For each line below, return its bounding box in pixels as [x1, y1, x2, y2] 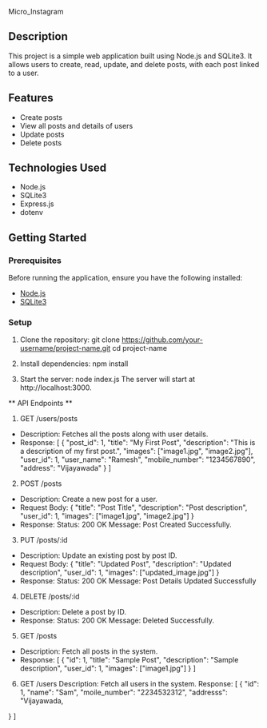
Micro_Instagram [8, 7, 64, 16]
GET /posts [19, 631, 58, 641]
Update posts [19, 129, 65, 139]
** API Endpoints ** [8, 399, 73, 408]
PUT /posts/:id [19, 535, 68, 545]
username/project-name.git [19, 344, 111, 353]
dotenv [19, 208, 44, 217]
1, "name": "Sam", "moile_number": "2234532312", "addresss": [19, 687, 228, 698]
